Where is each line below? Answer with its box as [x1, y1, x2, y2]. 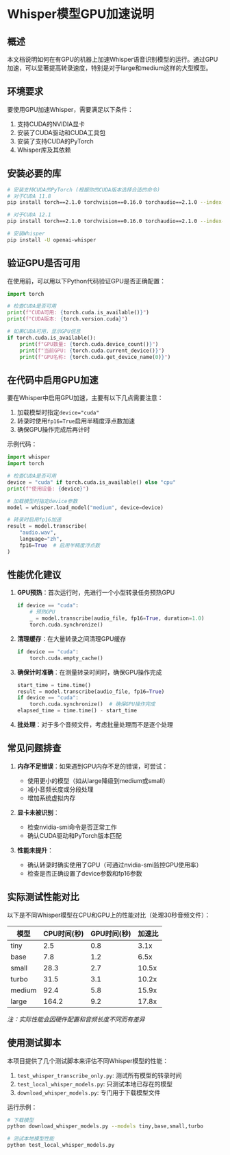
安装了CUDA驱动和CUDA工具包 [16, 128, 106, 137]
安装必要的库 [7, 167, 62, 179]
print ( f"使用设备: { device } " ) [7, 485, 89, 492]
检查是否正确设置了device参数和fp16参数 [27, 869, 142, 877]
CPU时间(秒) [43, 929, 84, 938]
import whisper [7, 454, 51, 460]
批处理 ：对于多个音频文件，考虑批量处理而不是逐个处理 [16, 721, 173, 729]
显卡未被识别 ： [16, 808, 60, 817]
